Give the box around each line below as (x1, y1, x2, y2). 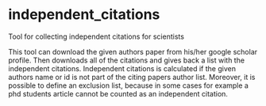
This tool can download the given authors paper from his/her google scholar (8, 47, 258, 56)
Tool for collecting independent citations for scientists (8, 32, 185, 41)
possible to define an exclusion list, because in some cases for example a (8, 81, 249, 90)
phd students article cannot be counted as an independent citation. (8, 89, 229, 98)
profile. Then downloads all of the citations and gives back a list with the (8, 55, 245, 65)
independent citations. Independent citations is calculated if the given (8, 63, 237, 73)
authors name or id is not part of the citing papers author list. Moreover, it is (8, 72, 256, 81)
